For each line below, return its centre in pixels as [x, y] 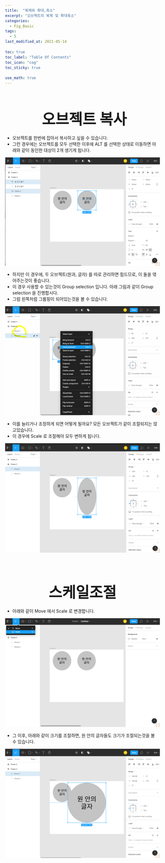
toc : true [15, 52]
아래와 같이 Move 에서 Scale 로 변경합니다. [53, 611]
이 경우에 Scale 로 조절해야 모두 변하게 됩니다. [56, 436]
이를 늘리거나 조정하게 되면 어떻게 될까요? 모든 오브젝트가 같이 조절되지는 [82, 423]
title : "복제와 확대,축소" [30, 10]
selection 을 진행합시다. [35, 293]
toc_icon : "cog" [22, 62]
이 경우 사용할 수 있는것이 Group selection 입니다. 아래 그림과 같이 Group [83, 287]
